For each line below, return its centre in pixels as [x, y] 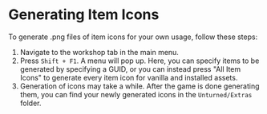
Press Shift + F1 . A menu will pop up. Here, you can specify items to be [140, 61]
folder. [30, 103]
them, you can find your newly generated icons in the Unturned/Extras [136, 94]
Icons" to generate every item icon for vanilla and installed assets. [129, 77]
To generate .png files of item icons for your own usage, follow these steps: [133, 37]
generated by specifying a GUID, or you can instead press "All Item [130, 69]
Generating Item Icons [84, 15]
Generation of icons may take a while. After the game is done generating [140, 86]
